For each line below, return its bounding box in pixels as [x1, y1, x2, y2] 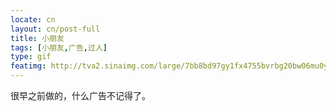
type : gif [10, 52, 52, 62]
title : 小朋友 [10, 33, 65, 43]
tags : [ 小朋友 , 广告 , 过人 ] [10, 42, 108, 53]
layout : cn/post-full [10, 24, 101, 34]
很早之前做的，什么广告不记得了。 [10, 90, 151, 101]
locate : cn [10, 14, 56, 25]
